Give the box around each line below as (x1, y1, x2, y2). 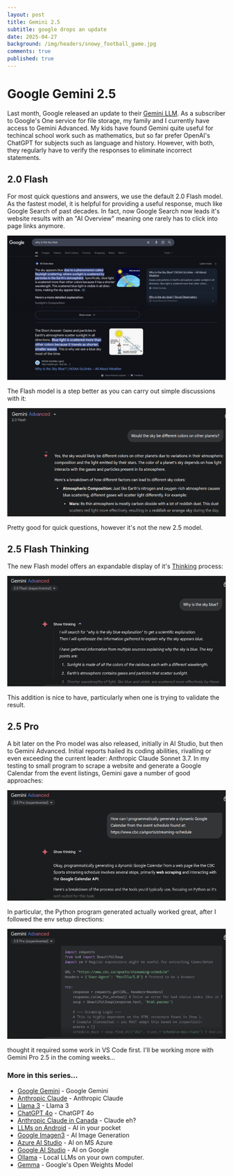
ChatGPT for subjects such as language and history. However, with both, (7, 138, 215, 147)
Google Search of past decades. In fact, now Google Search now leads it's (7, 207, 221, 215)
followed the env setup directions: (7, 915, 105, 923)
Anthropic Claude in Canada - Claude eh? (17, 1116, 137, 1125)
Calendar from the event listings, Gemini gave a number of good (7, 768, 191, 777)
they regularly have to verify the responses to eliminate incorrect (7, 146, 192, 154)
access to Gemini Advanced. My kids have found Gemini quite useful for (7, 124, 214, 132)
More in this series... (7, 1071, 78, 1081)
